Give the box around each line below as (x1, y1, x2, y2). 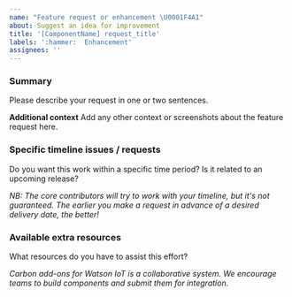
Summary (9, 75, 53, 88)
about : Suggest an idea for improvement (9, 21, 161, 30)
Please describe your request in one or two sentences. (9, 95, 209, 106)
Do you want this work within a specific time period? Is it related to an (9, 164, 263, 174)
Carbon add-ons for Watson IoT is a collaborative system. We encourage (9, 269, 277, 279)
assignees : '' (9, 46, 62, 55)
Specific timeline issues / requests (9, 143, 161, 156)
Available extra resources (9, 231, 122, 243)
